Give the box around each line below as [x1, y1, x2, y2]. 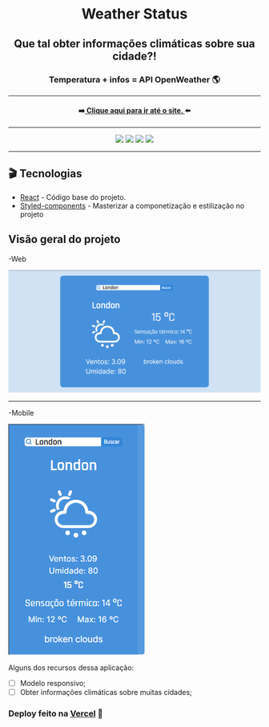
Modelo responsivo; [19, 678, 86, 688]
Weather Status [81, 5, 188, 23]
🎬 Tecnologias [8, 167, 82, 181]
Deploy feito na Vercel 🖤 [8, 708, 104, 719]
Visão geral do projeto [8, 233, 121, 246]
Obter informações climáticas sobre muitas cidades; [19, 687, 192, 697]
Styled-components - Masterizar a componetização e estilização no [19, 201, 245, 210]
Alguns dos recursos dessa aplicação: [8, 663, 134, 672]
